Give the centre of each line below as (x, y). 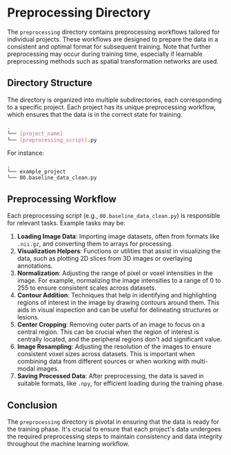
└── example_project (37, 172)
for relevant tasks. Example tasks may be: (66, 223)
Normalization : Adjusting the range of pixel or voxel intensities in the (115, 273)
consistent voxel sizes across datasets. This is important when (106, 354)
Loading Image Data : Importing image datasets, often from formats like (118, 236)
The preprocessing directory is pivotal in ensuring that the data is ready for (113, 422)
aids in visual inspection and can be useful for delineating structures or (118, 310)
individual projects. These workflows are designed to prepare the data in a (113, 39)
